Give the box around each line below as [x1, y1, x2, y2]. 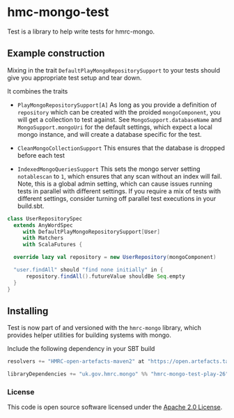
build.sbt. [17, 202, 45, 210]
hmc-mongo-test [7, 4, 109, 20]
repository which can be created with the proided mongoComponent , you [17, 107, 221, 116]
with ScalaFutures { [22, 241, 82, 248]
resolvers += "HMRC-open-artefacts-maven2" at [7, 358, 145, 365]
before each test [17, 151, 65, 159]
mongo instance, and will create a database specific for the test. [17, 130, 202, 138]
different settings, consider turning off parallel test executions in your [17, 194, 217, 202]
